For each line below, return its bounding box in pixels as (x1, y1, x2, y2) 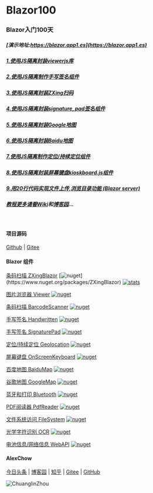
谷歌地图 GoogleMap (6, 378, 57, 385)
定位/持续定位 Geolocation (6, 341, 70, 348)
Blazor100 (6, 4, 57, 17)
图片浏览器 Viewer (6, 291, 50, 298)
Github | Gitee (6, 244, 40, 251)
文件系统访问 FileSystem (6, 416, 66, 423)
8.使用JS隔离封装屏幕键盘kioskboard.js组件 (6, 169, 114, 176)
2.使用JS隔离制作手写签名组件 (6, 73, 79, 80)
